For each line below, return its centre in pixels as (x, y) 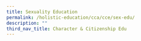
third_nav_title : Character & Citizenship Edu (67, 29)
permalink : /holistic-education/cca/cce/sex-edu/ (71, 17)
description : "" (27, 23)
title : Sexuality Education (42, 12)
